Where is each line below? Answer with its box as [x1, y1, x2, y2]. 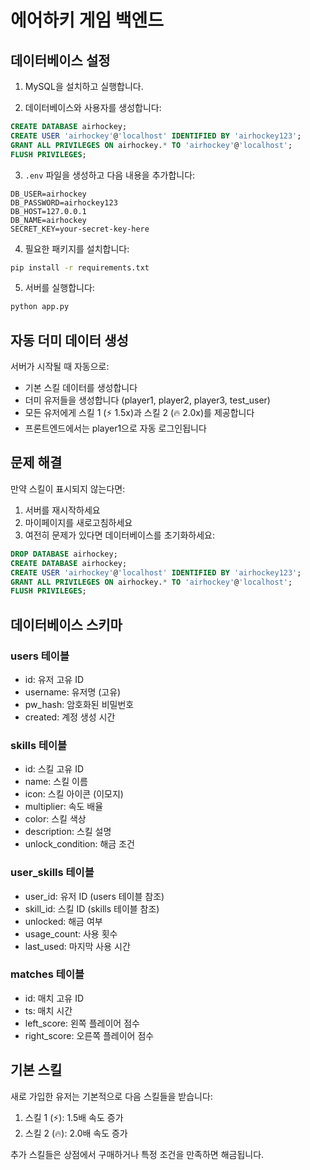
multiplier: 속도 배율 [24, 801, 104, 813]
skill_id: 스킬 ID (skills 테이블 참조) [24, 902, 160, 915]
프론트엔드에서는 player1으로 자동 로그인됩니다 [24, 422, 207, 435]
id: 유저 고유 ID [24, 673, 84, 685]
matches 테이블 [10, 967, 85, 981]
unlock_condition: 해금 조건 [24, 838, 135, 850]
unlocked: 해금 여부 [24, 915, 103, 927]
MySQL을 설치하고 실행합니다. [24, 81, 144, 92]
